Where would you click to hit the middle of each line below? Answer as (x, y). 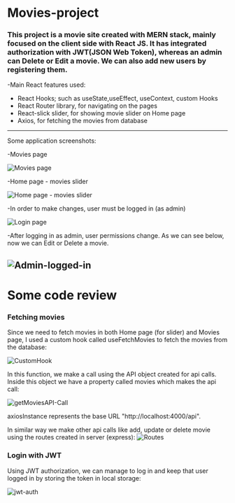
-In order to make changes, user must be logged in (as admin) (97, 208)
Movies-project (53, 13)
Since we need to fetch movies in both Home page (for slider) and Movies (114, 332)
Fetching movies (36, 317)
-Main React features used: (47, 85)
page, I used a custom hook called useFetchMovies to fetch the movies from (117, 340)
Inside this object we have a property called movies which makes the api (112, 382)
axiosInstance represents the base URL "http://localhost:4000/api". (104, 416)
